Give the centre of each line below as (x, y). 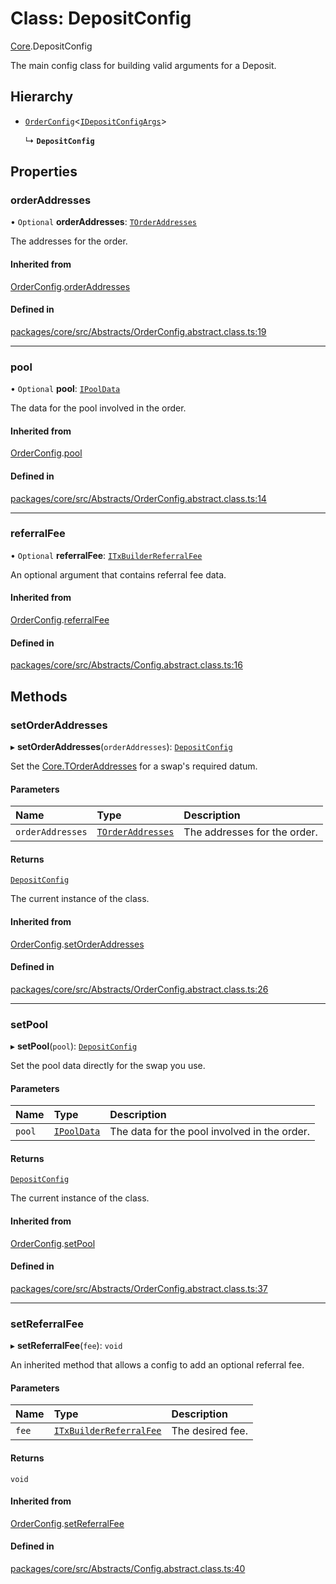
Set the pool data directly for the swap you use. (108, 1066)
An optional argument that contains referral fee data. (118, 574)
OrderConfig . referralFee (60, 620)
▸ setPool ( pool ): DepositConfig (74, 1046)
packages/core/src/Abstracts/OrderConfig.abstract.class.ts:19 (138, 331)
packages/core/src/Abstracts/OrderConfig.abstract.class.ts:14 (138, 498)
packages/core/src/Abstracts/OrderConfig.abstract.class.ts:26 (139, 989)
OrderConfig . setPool (53, 1243)
